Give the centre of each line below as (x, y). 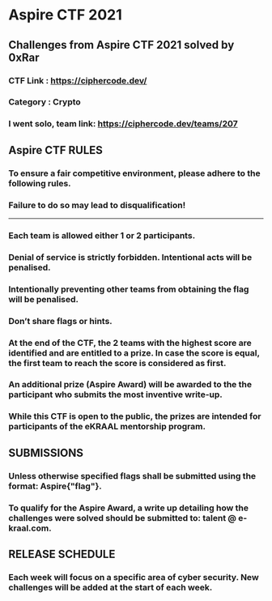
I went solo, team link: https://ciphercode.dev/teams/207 (123, 124)
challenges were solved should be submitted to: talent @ (123, 518)
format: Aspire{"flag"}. (55, 486)
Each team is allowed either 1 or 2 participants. (102, 235)
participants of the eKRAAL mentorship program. (107, 427)
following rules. (40, 183)
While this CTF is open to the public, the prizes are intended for (135, 416)
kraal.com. (30, 528)
